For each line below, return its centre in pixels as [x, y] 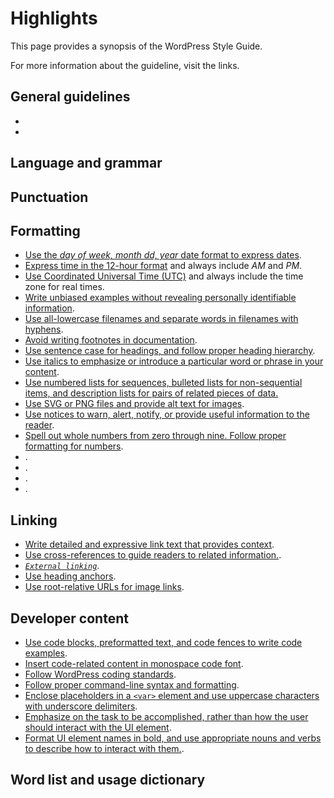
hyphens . [44, 329]
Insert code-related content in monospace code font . [134, 663]
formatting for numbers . [74, 446]
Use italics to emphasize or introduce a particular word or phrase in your [174, 361]
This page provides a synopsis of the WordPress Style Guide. [136, 46]
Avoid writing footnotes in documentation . [111, 340]
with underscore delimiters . [81, 706]
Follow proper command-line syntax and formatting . [132, 684]
